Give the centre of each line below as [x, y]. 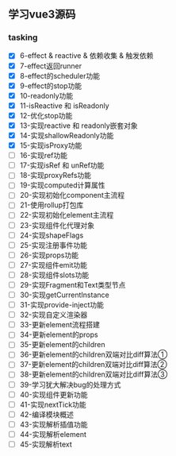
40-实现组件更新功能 [54, 394]
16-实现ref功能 [43, 156]
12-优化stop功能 [46, 115]
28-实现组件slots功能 [54, 275]
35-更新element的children [62, 345]
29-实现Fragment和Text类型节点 [73, 284]
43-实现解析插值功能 [54, 424]
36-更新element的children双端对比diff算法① [94, 354]
